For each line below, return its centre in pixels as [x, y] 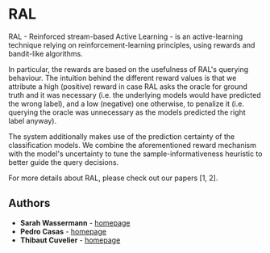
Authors [29, 203]
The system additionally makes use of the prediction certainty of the [122, 136]
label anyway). [33, 120]
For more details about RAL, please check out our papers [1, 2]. [113, 178]
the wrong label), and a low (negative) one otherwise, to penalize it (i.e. [126, 103]
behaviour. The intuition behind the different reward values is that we [123, 78]
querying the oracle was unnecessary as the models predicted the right [127, 112]
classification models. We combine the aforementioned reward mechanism [132, 145]
